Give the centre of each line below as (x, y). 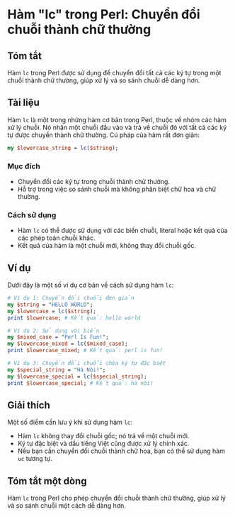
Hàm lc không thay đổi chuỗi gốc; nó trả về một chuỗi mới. (103, 436)
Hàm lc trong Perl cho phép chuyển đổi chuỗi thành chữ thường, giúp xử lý (117, 498)
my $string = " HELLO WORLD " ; (50, 305)
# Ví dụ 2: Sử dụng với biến (53, 331)
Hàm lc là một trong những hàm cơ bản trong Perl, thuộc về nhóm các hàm (117, 119)
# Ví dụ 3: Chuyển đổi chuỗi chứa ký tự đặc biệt (87, 364)
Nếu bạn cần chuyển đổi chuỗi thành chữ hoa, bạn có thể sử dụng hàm (121, 451)
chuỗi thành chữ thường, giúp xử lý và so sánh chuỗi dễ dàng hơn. (104, 80)
